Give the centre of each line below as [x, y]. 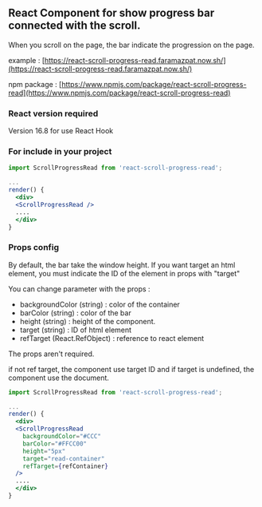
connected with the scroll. [74, 26]
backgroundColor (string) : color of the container [100, 304]
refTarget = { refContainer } [66, 466]
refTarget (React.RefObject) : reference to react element [112, 338]
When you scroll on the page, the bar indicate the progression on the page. [131, 45]
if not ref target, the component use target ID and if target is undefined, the [131, 369]
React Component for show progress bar [111, 13]
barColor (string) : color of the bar [75, 313]
